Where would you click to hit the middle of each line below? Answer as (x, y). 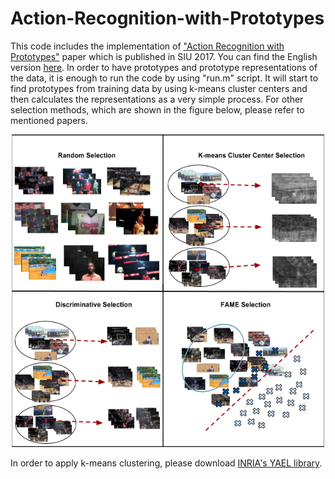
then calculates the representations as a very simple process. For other (157, 99)
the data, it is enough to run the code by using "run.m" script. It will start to (164, 78)
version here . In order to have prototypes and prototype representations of (164, 67)
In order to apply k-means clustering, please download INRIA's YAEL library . (166, 463)
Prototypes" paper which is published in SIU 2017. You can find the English (164, 56)
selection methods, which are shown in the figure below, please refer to (157, 109)
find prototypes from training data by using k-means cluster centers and (159, 88)
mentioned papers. (49, 120)
